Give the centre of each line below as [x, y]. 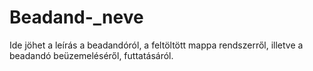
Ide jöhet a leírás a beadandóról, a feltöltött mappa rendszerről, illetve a [156, 45]
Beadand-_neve [76, 17]
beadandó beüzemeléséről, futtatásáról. [91, 55]
